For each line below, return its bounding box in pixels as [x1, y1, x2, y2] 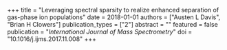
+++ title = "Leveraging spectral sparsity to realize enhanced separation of [7, 6, 219, 14]
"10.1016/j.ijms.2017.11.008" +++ [7, 35, 97, 43]
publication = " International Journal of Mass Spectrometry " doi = [7, 27, 193, 36]
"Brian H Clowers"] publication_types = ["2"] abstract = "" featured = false [7, 21, 218, 28]
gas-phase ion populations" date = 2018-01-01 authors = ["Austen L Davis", [7, 13, 221, 21]
